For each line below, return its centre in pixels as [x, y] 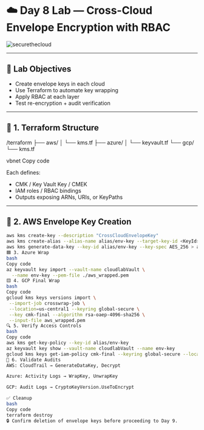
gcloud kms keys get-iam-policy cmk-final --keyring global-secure [93, 354]
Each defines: [23, 172]
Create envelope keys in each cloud [60, 84]
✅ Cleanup [19, 398]
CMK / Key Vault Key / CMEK [51, 184]
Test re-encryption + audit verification [63, 103]
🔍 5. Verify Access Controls [44, 326]
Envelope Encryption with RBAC [89, 28]
